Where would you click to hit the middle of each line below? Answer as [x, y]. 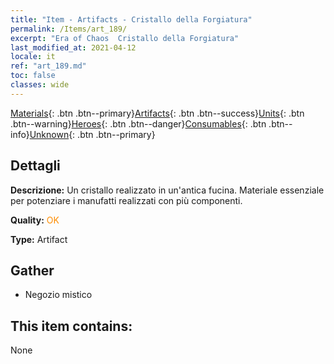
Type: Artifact [39, 239]
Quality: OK [35, 220]
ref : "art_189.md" [48, 66]
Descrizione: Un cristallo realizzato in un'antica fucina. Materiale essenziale [167, 190]
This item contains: [71, 326]
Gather [32, 270]
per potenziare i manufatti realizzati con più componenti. [126, 200]
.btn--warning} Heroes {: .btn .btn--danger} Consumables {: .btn [138, 123]
